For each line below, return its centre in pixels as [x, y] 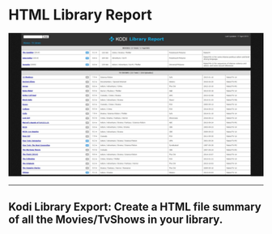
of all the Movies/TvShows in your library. [116, 219]
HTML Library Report [80, 15]
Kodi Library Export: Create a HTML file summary [135, 207]
